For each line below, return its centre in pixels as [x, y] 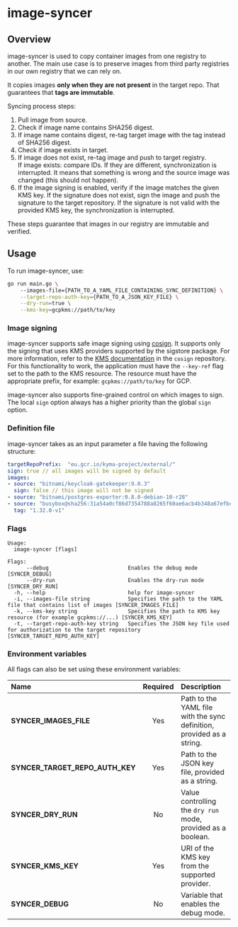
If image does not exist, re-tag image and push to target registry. [112, 158]
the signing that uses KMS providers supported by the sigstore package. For [119, 351]
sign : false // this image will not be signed [84, 491]
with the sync [203, 717]
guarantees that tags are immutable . [61, 92]
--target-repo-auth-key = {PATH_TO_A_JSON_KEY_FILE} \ [100, 297]
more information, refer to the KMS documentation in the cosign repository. [117, 358]
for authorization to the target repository [74, 630]
